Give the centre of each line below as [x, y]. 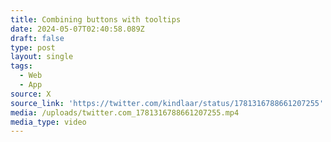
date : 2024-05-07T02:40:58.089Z [77, 29]
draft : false [37, 38]
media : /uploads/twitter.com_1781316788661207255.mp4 [125, 112]
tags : [21, 66]
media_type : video [48, 122]
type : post [33, 47]
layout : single [42, 57]
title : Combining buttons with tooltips [96, 19]
